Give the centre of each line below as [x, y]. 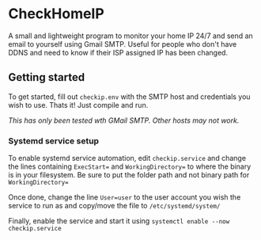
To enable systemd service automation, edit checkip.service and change [127, 158]
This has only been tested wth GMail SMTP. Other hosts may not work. [124, 120]
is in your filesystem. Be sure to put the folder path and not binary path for [129, 175]
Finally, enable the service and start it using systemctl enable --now [119, 221]
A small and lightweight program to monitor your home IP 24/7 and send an [130, 36]
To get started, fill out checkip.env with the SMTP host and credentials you [129, 97]
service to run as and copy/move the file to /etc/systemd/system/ [114, 206]
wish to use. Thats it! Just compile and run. [78, 105]
